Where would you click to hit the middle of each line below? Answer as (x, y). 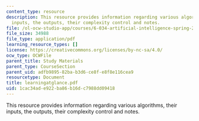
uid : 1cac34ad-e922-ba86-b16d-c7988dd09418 (61, 89)
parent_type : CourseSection (41, 66)
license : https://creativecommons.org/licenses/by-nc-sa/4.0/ (84, 50)
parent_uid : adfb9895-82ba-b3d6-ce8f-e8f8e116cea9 (70, 72)
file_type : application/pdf (41, 39)
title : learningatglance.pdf (42, 83)
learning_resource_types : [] (42, 45)
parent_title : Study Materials (45, 61)
